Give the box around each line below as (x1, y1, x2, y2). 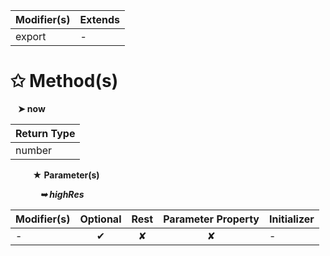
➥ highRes (39, 188, 85, 200)
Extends (79, 13, 120, 26)
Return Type (15, 126, 76, 140)
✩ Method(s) (10, 70, 119, 93)
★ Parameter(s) (32, 169, 100, 181)
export (15, 30, 47, 43)
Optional (79, 212, 122, 226)
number (15, 143, 53, 157)
